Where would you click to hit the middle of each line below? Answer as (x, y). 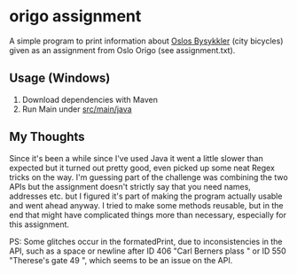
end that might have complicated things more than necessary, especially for (148, 215)
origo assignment (75, 16)
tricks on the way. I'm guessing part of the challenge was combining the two (148, 177)
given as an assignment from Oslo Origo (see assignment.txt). (122, 50)
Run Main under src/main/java (77, 109)
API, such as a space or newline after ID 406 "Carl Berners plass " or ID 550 (148, 251)
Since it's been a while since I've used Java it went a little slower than (136, 158)
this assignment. (39, 224)
